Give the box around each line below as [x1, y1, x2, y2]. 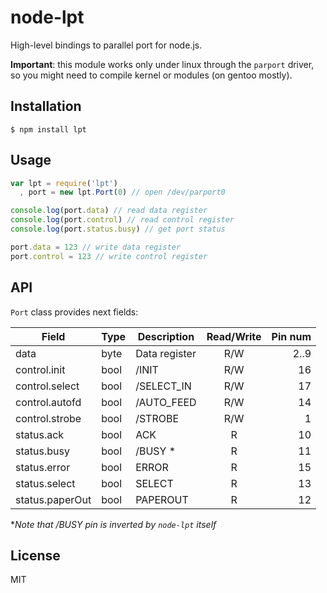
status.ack [15, 427, 65, 441]
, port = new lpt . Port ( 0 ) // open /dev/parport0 [19, 187, 226, 198]
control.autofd [15, 395, 82, 409]
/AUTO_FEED [135, 395, 197, 409]
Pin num [271, 329, 312, 343]
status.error [15, 460, 71, 474]
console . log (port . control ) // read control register [10, 215, 235, 225]
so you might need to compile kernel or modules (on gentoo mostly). [10, 69, 293, 81]
